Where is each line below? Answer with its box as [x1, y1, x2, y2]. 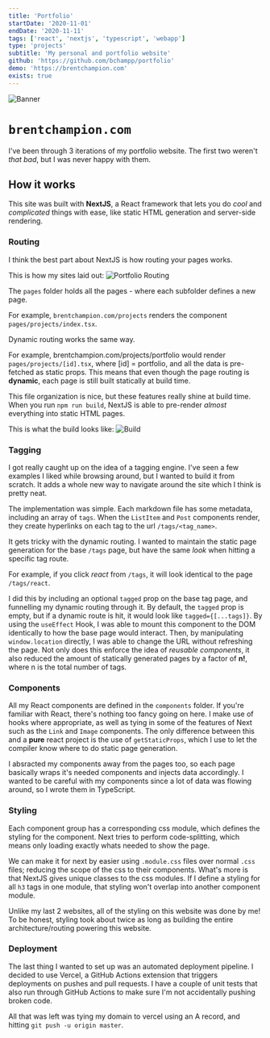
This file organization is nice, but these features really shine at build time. [8, 391, 251, 401]
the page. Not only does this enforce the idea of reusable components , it [8, 644, 250, 654]
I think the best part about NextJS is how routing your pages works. [8, 255, 233, 265]
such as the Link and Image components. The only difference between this [8, 727, 255, 736]
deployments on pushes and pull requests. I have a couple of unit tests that [8, 978, 258, 988]
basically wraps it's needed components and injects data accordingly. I [8, 768, 244, 777]
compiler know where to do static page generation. [8, 744, 178, 753]
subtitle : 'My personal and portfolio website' [8, 49, 172, 57]
